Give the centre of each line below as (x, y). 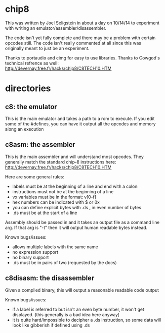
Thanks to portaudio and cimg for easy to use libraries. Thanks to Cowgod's (82, 57)
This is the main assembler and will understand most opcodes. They (75, 157)
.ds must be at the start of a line (45, 213)
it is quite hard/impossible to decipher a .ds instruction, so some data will (86, 320)
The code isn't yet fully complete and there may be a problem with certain (80, 38)
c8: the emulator (31, 107)
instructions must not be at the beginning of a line (63, 191)
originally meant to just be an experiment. (47, 48)
